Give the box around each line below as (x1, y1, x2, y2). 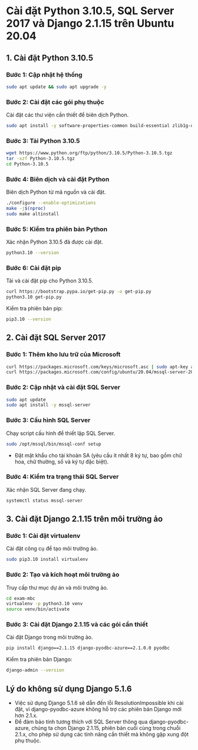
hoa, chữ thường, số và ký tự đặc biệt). (14, 458, 109, 465)
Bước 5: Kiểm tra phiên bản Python (6, 225, 108, 233)
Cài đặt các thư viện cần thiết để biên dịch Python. (6, 111, 129, 119)
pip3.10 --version (6, 316, 51, 322)
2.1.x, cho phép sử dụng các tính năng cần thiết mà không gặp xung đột (14, 731, 189, 738)
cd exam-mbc (6, 595, 35, 601)
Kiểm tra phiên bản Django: (6, 656, 72, 663)
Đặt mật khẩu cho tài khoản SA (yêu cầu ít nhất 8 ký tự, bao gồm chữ (14, 452, 183, 459)
